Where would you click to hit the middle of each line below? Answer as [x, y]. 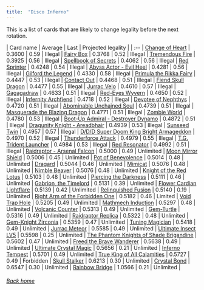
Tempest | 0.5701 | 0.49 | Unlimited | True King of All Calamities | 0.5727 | [98, 254]
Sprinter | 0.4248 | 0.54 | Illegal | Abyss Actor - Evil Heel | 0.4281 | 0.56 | [97, 67]
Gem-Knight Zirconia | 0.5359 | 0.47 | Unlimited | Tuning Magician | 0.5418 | [101, 222]
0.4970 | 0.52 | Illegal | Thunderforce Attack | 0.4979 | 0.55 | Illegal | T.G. [97, 138]
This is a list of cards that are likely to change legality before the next [93, 29]
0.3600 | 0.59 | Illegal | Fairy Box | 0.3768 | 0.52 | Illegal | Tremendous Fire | [101, 54]
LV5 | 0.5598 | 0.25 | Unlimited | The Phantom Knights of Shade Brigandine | [102, 235]
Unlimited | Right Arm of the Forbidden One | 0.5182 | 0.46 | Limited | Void [99, 196]
